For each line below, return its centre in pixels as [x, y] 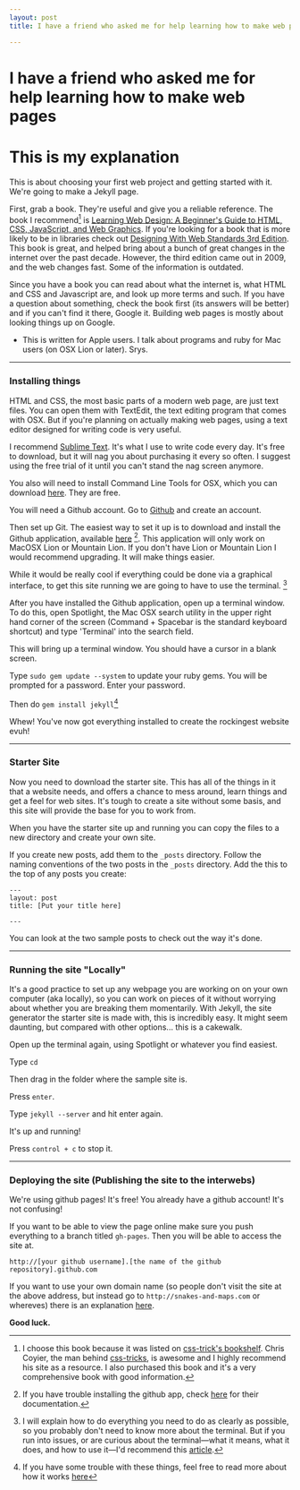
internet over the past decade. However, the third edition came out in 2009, [148, 258]
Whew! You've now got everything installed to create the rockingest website [150, 721]
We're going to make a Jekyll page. [74, 191]
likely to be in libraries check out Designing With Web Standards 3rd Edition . [149, 239]
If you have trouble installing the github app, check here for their [140, 1394]
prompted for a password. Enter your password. [97, 685]
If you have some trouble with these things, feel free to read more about [154, 1467]
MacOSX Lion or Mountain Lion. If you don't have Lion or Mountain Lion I [143, 548]
